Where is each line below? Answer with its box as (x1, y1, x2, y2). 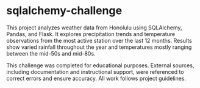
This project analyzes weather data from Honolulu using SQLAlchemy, (6, 24, 182, 31)
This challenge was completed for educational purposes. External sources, (6, 62, 195, 69)
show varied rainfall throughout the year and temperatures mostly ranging (6, 43, 192, 51)
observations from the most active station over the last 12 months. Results (6, 37, 192, 44)
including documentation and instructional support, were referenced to (6, 68, 184, 75)
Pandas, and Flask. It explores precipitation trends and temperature (6, 30, 176, 37)
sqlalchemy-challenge (6, 4, 123, 18)
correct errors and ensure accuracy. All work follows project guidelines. (6, 75, 187, 82)
